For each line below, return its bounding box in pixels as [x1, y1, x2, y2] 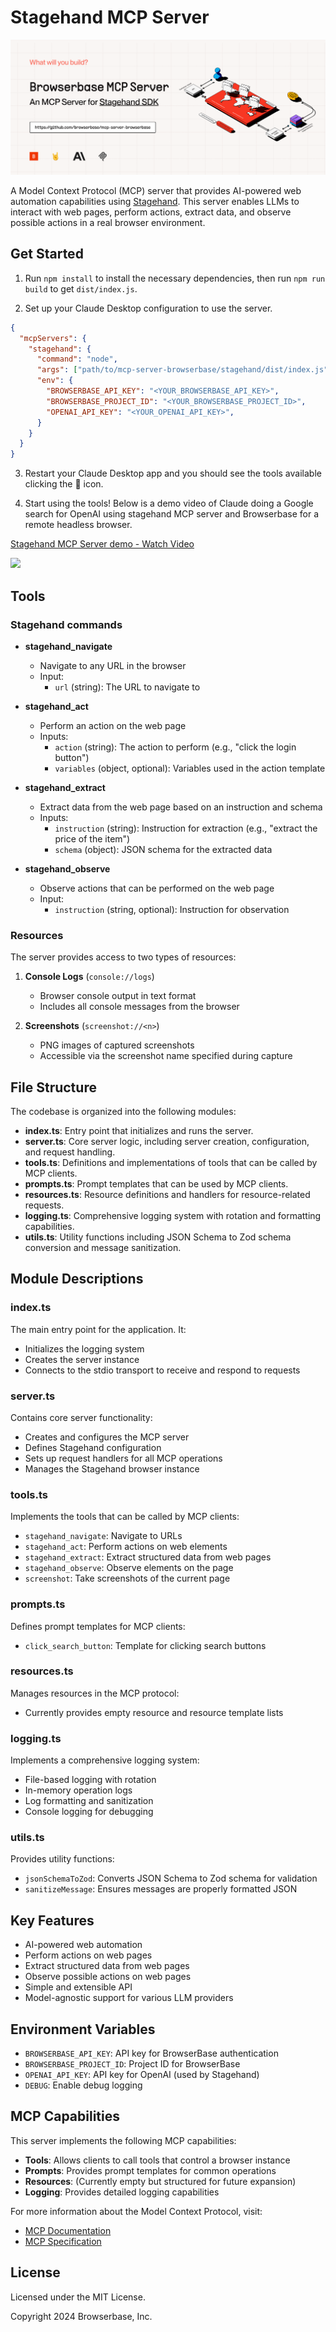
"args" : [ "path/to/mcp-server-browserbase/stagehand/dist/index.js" [36, 365, 329, 375]
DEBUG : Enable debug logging [24, 2079, 143, 2091]
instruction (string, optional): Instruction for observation [54, 903, 290, 915]
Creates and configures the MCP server [24, 1431, 190, 1443]
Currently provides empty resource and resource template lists [24, 1706, 284, 1718]
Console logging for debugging [24, 1806, 154, 1818]
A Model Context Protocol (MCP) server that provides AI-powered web [10, 185, 302, 196]
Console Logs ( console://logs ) [24, 971, 155, 983]
